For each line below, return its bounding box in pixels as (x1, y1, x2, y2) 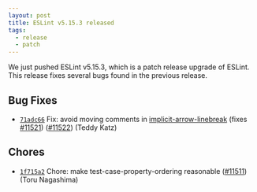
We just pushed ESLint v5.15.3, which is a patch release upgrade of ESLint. (8, 62, 250, 72)
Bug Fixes (8, 94, 58, 107)
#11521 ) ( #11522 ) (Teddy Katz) (19, 123, 117, 132)
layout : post (8, 11, 51, 20)
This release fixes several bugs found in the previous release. (8, 71, 207, 80)
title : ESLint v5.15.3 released (8, 19, 114, 27)
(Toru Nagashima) (19, 175, 79, 184)
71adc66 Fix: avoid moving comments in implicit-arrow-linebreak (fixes (19, 114, 248, 124)
